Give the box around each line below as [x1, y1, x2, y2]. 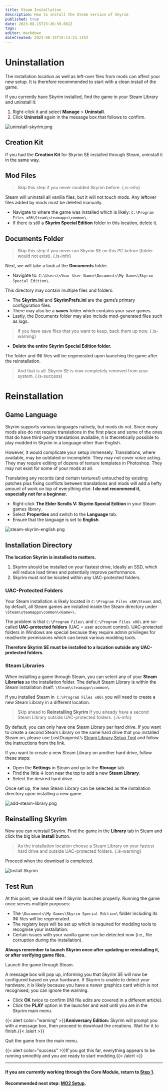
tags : [5, 26, 16, 31]
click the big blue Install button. [5, 833, 71, 839]
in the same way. [5, 157, 40, 163]
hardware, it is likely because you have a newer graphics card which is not [5, 982, 158, 988]
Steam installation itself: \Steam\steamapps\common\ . [5, 684, 111, 690]
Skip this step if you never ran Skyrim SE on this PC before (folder [17, 248, 153, 254]
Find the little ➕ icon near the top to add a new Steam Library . [12, 770, 140, 776]
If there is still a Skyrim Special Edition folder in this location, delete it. [12, 220, 157, 226]
